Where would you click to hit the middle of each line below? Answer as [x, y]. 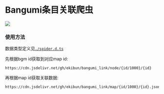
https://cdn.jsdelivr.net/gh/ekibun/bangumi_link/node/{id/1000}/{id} [78, 68]
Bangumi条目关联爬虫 [49, 10]
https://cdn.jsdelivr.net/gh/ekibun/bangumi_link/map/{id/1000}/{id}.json [83, 87]
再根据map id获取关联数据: [32, 78]
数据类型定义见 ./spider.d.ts [34, 49]
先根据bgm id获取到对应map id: [37, 59]
